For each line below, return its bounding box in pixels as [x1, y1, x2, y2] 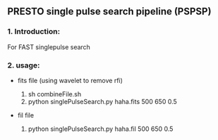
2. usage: [7, 60, 40, 70]
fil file [17, 110, 34, 119]
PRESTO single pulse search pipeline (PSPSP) [7, 6, 212, 18]
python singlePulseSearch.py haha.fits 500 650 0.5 [28, 97, 178, 106]
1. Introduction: [7, 27, 61, 37]
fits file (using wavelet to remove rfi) [17, 76, 123, 84]
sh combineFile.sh [28, 89, 82, 98]
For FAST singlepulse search [7, 42, 90, 51]
